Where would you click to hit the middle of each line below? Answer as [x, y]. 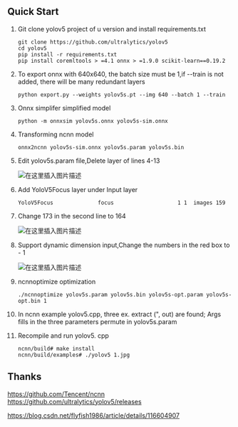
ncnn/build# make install [56, 348]
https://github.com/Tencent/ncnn [56, 394]
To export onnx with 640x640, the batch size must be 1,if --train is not [121, 74]
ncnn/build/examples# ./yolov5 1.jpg [74, 355]
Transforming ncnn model [56, 134]
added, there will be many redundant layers [81, 81]
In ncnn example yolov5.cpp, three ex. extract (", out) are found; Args [119, 314]
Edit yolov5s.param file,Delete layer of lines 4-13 [89, 161]
